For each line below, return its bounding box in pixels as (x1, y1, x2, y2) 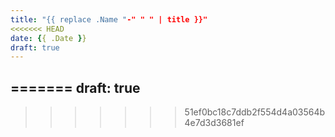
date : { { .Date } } (10, 33, 87, 43)
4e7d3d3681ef (184, 117, 245, 129)
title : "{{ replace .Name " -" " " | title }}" (10, 14, 208, 25)
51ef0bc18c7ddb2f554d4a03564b (184, 106, 326, 118)
